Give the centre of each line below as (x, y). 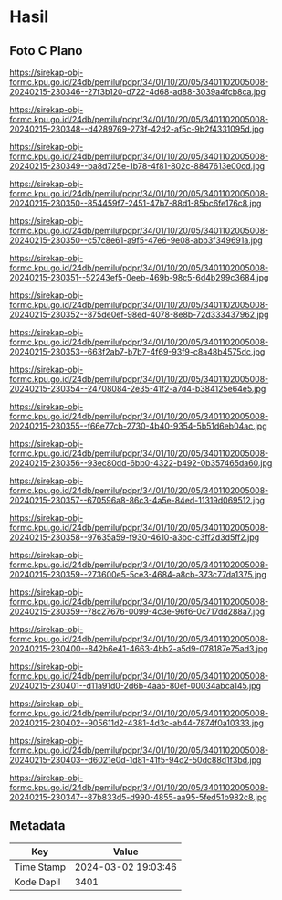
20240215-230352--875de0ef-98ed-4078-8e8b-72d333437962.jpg (139, 314)
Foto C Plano (46, 51)
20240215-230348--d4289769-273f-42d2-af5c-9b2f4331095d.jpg (137, 129)
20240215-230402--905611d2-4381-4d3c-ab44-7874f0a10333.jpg (137, 723)
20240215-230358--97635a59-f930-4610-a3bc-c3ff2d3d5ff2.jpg (135, 537)
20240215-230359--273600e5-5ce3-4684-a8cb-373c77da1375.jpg (138, 574)
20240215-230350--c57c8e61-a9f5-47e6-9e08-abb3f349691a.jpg (136, 240)
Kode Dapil (37, 882)
